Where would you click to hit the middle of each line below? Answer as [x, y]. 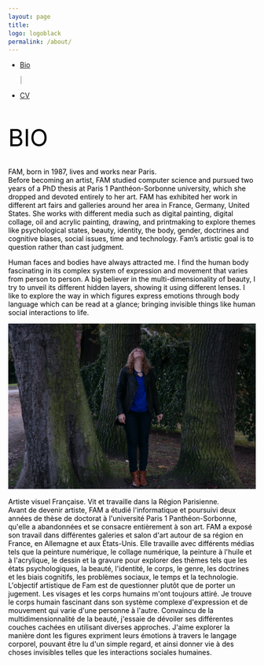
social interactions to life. [49, 313]
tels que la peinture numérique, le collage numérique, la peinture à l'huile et [130, 552]
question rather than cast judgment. [66, 247]
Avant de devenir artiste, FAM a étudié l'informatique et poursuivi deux [122, 510]
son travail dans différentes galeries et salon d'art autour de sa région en [126, 535]
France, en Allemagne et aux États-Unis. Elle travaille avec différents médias [131, 544]
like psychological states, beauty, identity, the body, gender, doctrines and [128, 230]
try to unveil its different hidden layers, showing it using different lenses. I [127, 288]
